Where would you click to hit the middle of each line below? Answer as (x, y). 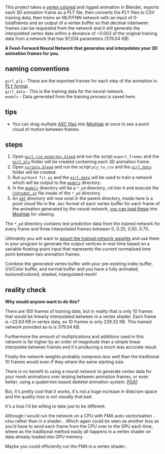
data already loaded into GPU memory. (44, 437)
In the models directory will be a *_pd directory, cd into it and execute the (85, 188)
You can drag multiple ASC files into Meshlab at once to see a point (81, 124)
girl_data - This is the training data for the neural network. (65, 91)
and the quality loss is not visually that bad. (49, 397)
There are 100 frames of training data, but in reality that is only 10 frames (79, 311)
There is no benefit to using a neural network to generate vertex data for (78, 372)
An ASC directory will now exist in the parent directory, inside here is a (82, 198)
